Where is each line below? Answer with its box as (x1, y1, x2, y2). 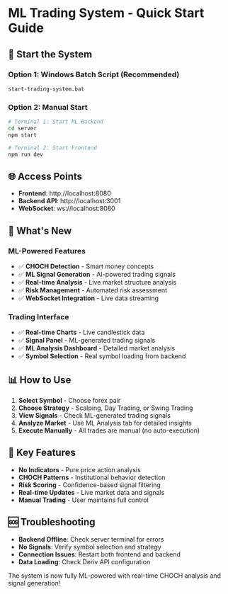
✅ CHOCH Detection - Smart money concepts (18, 262, 154, 270)
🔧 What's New (8, 224, 72, 236)
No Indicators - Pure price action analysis (18, 465, 141, 474)
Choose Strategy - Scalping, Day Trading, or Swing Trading (18, 404, 193, 412)
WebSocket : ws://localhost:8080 (18, 204, 115, 213)
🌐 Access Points (8, 170, 83, 182)
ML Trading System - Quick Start (8, 5, 205, 21)
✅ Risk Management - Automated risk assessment (18, 285, 168, 295)
